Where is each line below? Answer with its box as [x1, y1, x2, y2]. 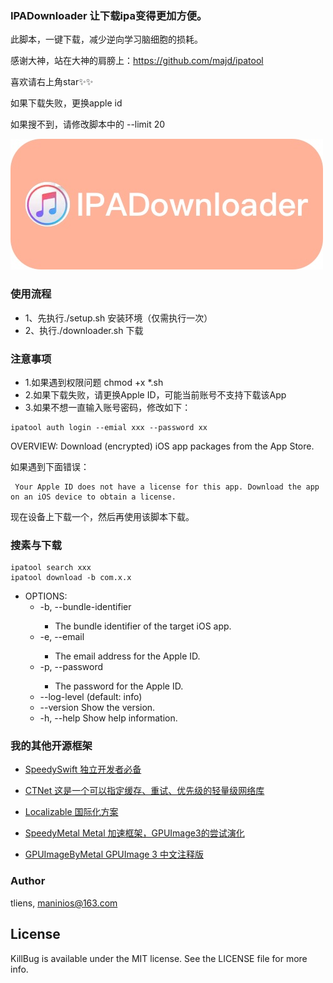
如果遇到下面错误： [10, 460, 90, 472]
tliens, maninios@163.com [10, 897, 118, 909]
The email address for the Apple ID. [54, 650, 201, 662]
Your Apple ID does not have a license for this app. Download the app [14, 482, 320, 492]
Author [10, 874, 46, 888]
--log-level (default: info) [39, 691, 143, 703]
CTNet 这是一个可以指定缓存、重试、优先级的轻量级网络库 [24, 785, 265, 797]
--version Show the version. [39, 702, 156, 714]
